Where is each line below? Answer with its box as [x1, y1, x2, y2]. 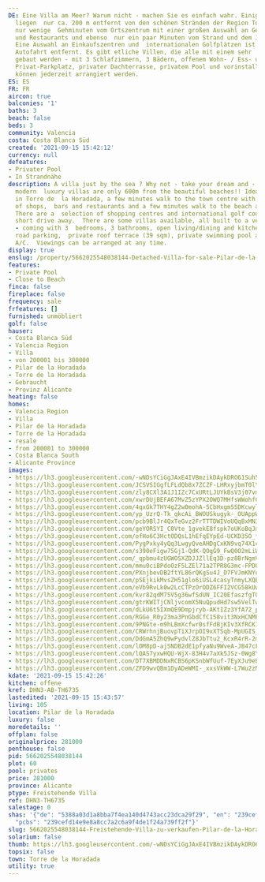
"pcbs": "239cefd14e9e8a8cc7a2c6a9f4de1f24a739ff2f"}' [15, 818, 200, 827]
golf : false [8, 320, 47, 327]
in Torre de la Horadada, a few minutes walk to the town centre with [15, 195, 256, 203]
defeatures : [8, 159, 47, 166]
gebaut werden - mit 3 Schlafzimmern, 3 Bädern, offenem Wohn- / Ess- [15, 56, 252, 64]
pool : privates [8, 767, 58, 775]
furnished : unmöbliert [8, 312, 83, 320]
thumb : [8, 840, 30, 848]
